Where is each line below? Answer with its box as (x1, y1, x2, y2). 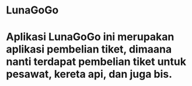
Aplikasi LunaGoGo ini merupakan (6, 30, 174, 44)
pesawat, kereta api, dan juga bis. (6, 68, 173, 81)
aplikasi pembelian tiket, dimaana (6, 43, 172, 56)
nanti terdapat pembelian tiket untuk (6, 55, 187, 68)
